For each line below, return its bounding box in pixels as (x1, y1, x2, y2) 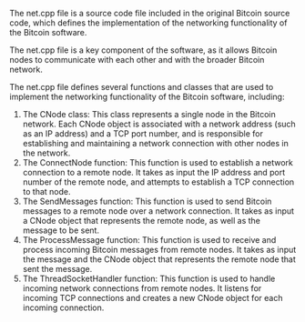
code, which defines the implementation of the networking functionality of (9, 17, 288, 28)
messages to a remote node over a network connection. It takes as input (22, 206, 294, 216)
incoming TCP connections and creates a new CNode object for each (22, 293, 283, 303)
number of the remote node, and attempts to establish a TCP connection (22, 176, 295, 187)
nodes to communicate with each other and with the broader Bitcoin (9, 55, 265, 65)
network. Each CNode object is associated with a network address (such (22, 118, 296, 129)
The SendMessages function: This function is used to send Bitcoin (22, 196, 272, 206)
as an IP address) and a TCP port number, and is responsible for (22, 128, 264, 139)
